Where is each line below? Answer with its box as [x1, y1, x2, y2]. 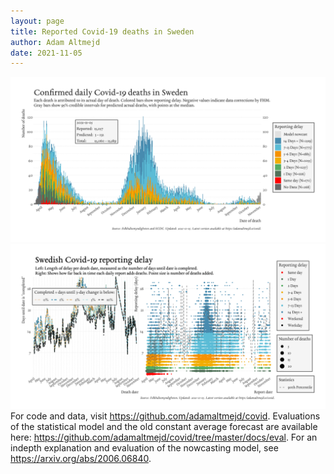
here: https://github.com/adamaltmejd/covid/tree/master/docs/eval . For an [10, 431, 318, 443]
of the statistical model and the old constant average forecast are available [10, 420, 318, 432]
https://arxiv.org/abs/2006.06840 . [10, 452, 152, 464]
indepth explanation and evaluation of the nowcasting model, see [10, 441, 279, 454]
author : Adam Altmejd [10, 37, 101, 47]
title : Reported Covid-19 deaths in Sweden [10, 26, 195, 37]
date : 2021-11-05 [10, 48, 83, 58]
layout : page [10, 16, 65, 26]
